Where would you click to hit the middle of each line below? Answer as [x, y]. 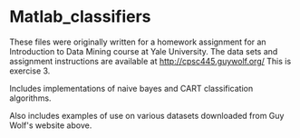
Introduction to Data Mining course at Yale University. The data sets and [144, 51]
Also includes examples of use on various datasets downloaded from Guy [147, 115]
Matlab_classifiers [80, 17]
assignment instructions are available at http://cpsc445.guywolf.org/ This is [150, 61]
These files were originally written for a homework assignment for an [138, 42]
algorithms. [30, 98]
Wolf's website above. [51, 125]
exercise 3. [30, 71]
